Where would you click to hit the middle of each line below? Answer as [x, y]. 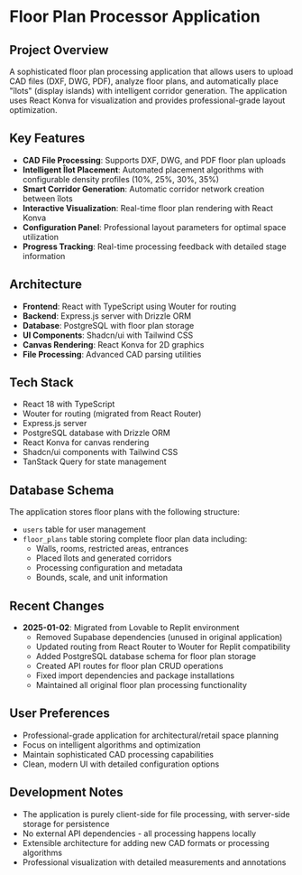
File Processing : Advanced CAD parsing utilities [112, 354]
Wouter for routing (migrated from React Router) [112, 414]
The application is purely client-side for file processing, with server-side [156, 814]
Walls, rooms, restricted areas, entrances [112, 549]
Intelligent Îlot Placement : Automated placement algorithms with [143, 170]
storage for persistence [66, 824]
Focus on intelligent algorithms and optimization [111, 745]
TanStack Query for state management [94, 461]
